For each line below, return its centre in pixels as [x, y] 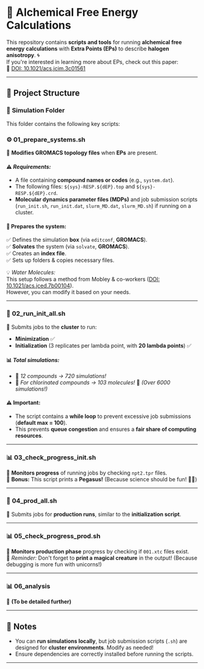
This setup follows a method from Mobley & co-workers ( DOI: [83, 280]
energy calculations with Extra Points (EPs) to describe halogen [88, 49]
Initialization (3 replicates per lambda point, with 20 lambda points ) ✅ [103, 345]
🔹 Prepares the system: [36, 226]
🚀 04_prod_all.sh [32, 501]
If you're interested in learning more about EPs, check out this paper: [93, 62]
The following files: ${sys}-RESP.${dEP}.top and [75, 187]
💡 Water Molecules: [31, 272]
